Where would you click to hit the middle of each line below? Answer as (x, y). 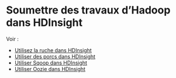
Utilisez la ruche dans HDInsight (53, 50)
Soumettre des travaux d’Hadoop (88, 10)
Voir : (12, 39)
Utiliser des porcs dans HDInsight (55, 56)
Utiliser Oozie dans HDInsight (50, 69)
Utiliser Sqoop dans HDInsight (51, 63)
